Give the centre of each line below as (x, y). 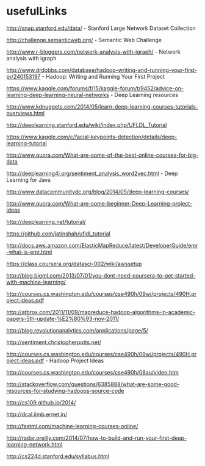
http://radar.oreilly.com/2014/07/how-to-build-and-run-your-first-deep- (97, 438)
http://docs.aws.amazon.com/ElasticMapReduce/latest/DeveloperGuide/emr (102, 245)
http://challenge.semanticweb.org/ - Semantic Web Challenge (84, 40)
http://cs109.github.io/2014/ (41, 402)
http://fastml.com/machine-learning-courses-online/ (72, 426)
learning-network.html (34, 444)
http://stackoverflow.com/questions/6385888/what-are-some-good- (93, 384)
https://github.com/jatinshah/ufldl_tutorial (59, 234)
